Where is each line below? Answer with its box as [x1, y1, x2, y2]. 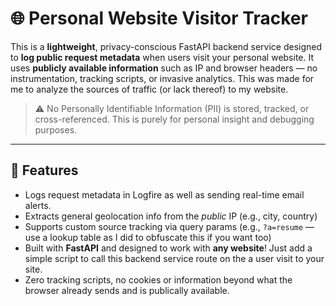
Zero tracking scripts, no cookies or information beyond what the [24, 273, 293, 286]
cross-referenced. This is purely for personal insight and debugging [34, 113, 315, 125]
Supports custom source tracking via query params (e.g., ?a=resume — [24, 220, 315, 232]
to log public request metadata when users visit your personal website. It [10, 51, 315, 63]
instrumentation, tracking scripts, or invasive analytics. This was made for [10, 72, 315, 84]
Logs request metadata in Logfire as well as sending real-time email [24, 188, 305, 201]
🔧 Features [10, 162, 79, 179]
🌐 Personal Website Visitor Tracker [10, 7, 308, 30]
